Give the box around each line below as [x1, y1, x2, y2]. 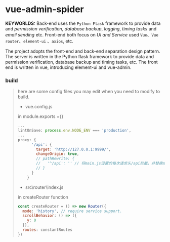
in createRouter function [17, 194, 68, 200]
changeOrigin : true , [36, 151, 79, 156]
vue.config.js [25, 104, 53, 110]
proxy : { [17, 137, 36, 142]
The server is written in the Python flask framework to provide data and [5, 53, 154, 59]
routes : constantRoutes [22, 227, 72, 232]
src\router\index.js [25, 184, 64, 190]
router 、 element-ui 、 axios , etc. [5, 38, 73, 44]
